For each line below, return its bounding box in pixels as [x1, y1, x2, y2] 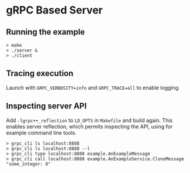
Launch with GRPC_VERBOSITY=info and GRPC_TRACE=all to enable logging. [6, 84, 180, 91]
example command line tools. [6, 129, 77, 136]
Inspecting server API [6, 101, 87, 111]
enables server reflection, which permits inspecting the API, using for [6, 123, 173, 130]
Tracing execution [6, 69, 74, 79]
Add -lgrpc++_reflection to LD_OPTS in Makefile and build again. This [6, 117, 173, 124]
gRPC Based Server [6, 4, 103, 17]
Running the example [6, 27, 85, 37]
